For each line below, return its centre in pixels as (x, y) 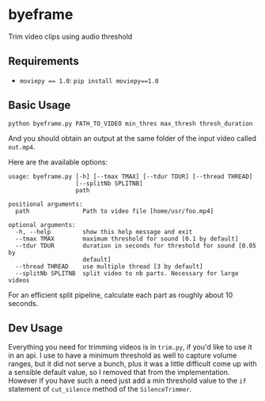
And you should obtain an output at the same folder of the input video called (132, 138)
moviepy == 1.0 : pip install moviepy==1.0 (89, 80)
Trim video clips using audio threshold (70, 36)
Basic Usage (40, 106)
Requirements (44, 61)
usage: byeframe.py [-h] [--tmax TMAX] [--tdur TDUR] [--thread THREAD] (131, 176)
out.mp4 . (22, 146)
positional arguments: (45, 204)
